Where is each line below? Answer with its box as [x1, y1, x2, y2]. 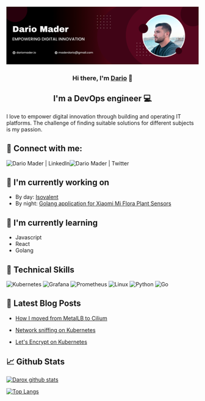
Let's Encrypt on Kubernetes [15, 338, 87, 345]
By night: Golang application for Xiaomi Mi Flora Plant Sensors [15, 200, 172, 208]
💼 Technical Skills [6, 264, 75, 275]
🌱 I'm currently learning [6, 217, 98, 228]
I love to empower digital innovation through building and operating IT [6, 112, 181, 120]
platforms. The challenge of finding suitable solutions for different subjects [6, 119, 194, 126]
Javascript [15, 234, 42, 241]
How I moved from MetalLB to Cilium [15, 314, 108, 322]
